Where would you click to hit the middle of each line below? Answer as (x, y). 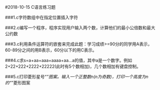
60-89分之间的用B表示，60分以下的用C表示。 (51, 50)
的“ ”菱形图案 (18, 83)
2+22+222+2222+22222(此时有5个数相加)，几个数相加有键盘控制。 (73, 66)
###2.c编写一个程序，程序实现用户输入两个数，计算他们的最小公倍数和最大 (80, 28)
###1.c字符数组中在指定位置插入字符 (42, 17)
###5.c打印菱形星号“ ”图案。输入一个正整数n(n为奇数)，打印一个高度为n (77, 77)
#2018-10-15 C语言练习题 (30, 7)
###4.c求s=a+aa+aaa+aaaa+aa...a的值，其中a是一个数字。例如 (69, 60)
